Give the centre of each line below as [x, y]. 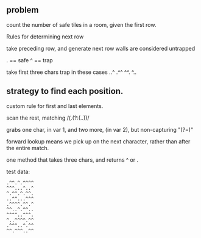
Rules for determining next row [45, 37]
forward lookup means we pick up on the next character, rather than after [98, 141]
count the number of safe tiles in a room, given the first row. [81, 24]
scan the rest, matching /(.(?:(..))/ [48, 118]
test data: [18, 171]
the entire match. [28, 148]
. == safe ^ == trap [30, 60]
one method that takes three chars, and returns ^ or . [72, 160]
